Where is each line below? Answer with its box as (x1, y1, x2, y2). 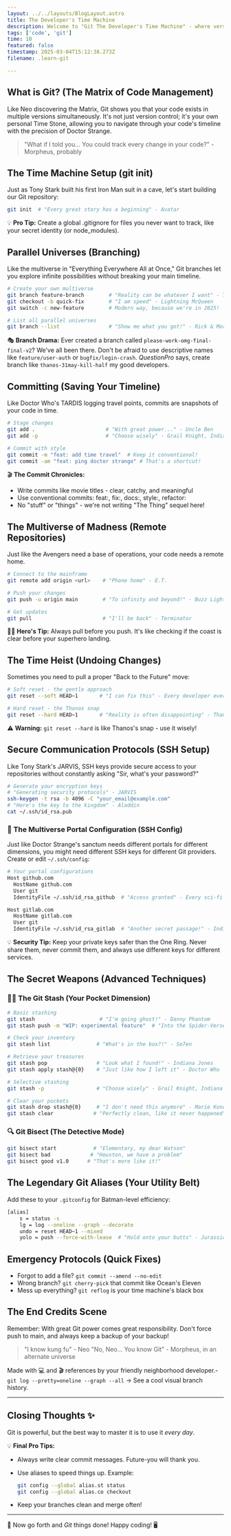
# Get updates (7, 608, 48, 615)
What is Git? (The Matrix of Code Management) (7, 87, 214, 98)
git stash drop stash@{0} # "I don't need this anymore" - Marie (7, 1103, 211, 1111)
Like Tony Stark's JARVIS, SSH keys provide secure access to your (7, 762, 197, 770)
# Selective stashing (7, 1079, 69, 1086)
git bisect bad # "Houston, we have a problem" (7, 1152, 184, 1159)
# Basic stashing (7, 1009, 57, 1016)
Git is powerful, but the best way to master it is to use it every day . (7, 1428, 195, 1436)
